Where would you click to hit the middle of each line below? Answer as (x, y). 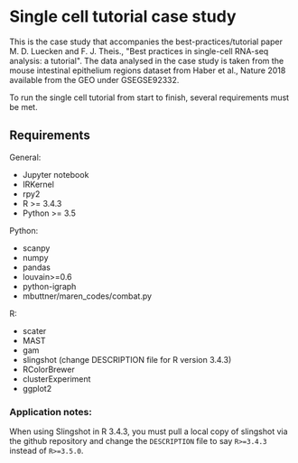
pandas (37, 267)
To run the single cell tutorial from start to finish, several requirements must (149, 97)
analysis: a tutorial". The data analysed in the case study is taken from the (147, 60)
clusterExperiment (56, 379)
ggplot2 (37, 388)
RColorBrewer (48, 369)
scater (34, 330)
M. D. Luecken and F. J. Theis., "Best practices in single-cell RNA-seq (139, 51)
